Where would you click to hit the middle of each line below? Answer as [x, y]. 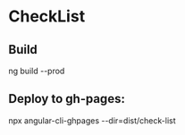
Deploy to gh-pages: [67, 99]
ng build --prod [37, 71]
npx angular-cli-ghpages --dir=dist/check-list [92, 120]
